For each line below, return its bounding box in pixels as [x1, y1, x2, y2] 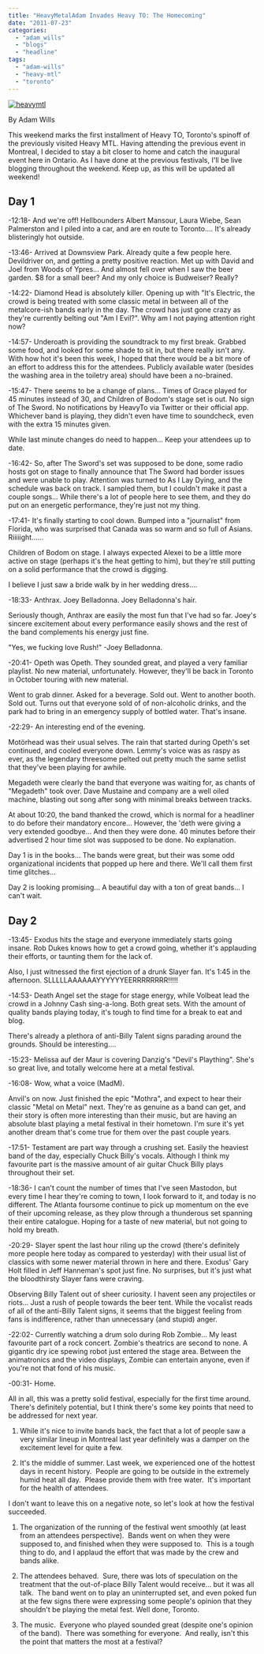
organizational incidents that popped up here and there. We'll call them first [8, 859, 253, 869]
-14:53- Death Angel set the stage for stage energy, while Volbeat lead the [8, 991, 250, 1000]
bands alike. [19, 1556, 59, 1566]
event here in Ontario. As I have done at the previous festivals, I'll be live [8, 155, 243, 164]
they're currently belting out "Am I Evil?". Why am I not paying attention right [8, 314, 256, 323]
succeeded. [8, 1507, 47, 1517]
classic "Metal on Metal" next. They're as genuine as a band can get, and [8, 1103, 247, 1112]
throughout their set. [8, 1168, 75, 1178]
